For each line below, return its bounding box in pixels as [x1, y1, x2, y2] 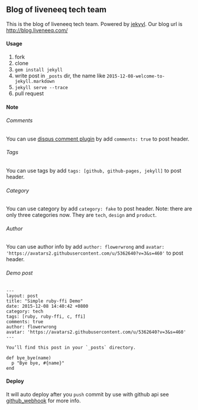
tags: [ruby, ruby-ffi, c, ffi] [6, 313, 86, 320]
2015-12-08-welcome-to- [106, 73, 165, 79]
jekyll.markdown [14, 79, 55, 84]
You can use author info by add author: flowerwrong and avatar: [6, 243, 165, 250]
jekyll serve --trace [14, 85, 68, 91]
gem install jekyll [14, 67, 63, 73]
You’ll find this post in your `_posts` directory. [6, 344, 136, 350]
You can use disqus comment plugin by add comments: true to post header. [6, 135, 190, 142]
